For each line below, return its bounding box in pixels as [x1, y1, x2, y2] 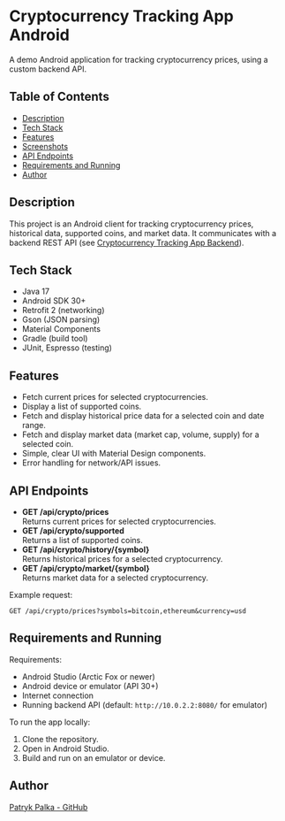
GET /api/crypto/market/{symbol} [21, 564, 150, 573]
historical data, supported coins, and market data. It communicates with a [9, 227, 277, 238]
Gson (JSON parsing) [21, 314, 101, 325]
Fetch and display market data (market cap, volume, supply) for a [21, 429, 260, 440]
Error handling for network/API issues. [21, 457, 161, 468]
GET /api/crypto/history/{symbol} [21, 544, 150, 555]
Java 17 [21, 286, 50, 297]
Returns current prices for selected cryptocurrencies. [21, 516, 216, 526]
